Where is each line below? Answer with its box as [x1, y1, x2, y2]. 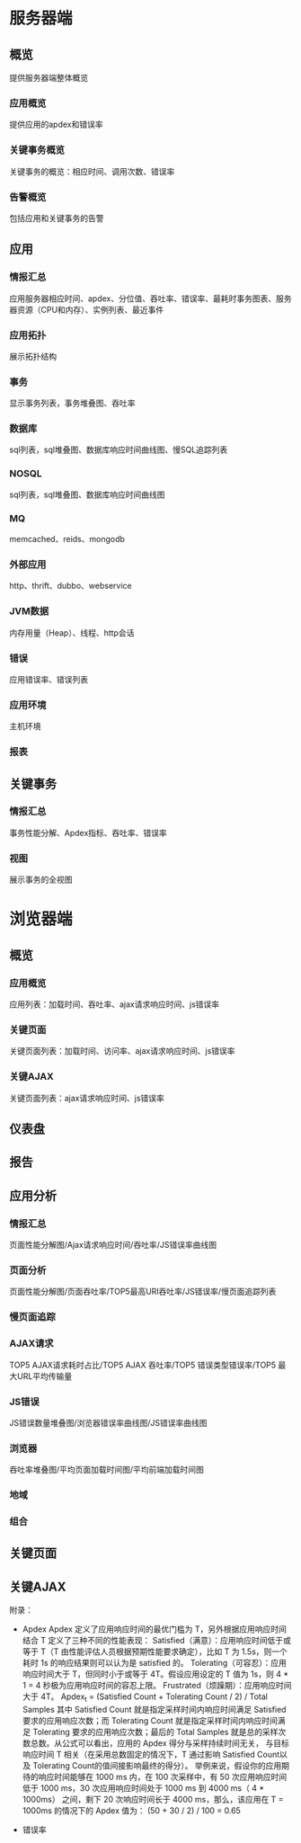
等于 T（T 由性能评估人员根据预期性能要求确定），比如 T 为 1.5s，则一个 [22, 1646, 288, 1657]
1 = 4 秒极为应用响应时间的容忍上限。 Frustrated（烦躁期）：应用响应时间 [22, 1680, 292, 1691]
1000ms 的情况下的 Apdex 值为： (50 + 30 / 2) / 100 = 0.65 [22, 1805, 241, 1816]
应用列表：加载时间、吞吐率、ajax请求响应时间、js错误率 [9, 999, 220, 1010]
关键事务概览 [9, 144, 66, 156]
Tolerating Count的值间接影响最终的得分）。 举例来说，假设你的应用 [32, 1760, 282, 1771]
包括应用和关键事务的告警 [9, 212, 104, 223]
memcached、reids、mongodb [9, 534, 126, 545]
